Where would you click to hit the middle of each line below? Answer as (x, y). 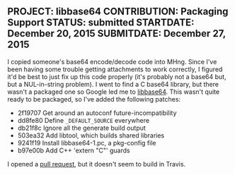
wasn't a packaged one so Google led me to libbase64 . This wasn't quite (114, 92)
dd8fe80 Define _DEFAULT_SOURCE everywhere (84, 120)
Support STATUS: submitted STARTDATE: (101, 23)
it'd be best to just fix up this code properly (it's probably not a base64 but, (117, 76)
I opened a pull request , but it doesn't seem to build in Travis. (97, 164)
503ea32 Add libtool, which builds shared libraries (91, 135)
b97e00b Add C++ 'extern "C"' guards (74, 150)
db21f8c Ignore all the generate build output (82, 128)
